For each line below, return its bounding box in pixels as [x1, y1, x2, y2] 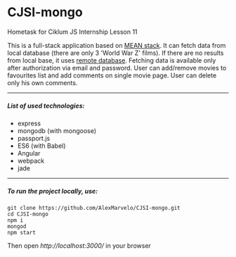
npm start [7, 229, 37, 236]
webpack [17, 156, 44, 165]
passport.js [17, 134, 51, 142]
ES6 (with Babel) [17, 142, 66, 150]
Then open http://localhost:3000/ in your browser [7, 241, 151, 250]
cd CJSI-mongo [7, 211, 49, 218]
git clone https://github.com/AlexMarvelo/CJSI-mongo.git [7, 204, 181, 211]
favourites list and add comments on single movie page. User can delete [7, 71, 217, 80]
